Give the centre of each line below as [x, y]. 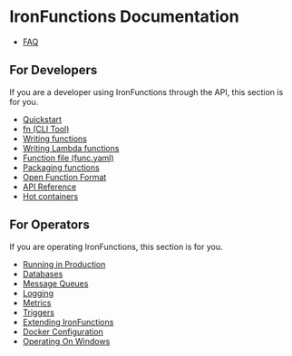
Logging [38, 293]
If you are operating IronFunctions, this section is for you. [117, 246]
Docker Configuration [63, 332]
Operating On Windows [66, 341]
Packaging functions [61, 167]
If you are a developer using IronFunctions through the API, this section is [146, 91]
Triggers [38, 312]
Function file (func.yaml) [68, 158]
